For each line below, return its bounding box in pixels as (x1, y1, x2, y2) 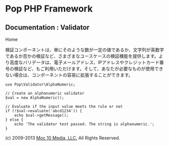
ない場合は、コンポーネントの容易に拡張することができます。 (5, 72, 133, 78)
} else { (5, 117, 24, 122)
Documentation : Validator (5, 23, 90, 32)
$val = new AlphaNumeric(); (5, 95, 65, 100)
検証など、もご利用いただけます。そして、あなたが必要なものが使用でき (14, 66, 163, 71)
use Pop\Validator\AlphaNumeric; (5, 82, 76, 87)
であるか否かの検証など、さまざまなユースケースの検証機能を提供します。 (5, 53, 159, 59)
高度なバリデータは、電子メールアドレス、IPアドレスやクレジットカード (9, 59, 160, 65)
